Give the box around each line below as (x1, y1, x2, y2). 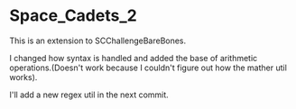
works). (9, 71, 38, 82)
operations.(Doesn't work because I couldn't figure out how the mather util (9, 62, 287, 73)
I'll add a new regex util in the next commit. (9, 89, 169, 100)
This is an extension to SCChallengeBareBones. (9, 35, 187, 46)
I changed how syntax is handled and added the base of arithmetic (9, 52, 258, 63)
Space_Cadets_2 (9, 5, 137, 26)
